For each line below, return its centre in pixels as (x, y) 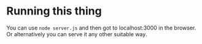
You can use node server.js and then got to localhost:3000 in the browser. (101, 28)
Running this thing (54, 11)
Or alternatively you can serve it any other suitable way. (77, 34)
